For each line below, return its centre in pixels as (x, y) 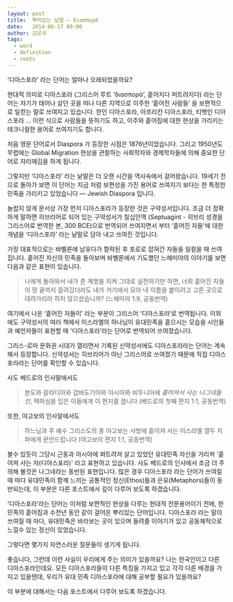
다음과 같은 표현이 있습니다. (45, 266)
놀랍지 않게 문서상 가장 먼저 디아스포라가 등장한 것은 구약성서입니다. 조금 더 (109, 208)
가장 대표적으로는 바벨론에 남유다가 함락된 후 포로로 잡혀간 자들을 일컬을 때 (109, 249)
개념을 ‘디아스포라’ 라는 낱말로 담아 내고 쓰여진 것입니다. (83, 234)
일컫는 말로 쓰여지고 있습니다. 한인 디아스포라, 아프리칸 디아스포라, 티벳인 (114, 111)
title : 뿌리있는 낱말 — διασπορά (53, 20)
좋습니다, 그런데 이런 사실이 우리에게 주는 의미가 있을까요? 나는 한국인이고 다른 (114, 559)
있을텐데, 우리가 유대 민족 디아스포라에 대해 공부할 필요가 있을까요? (111, 576)
